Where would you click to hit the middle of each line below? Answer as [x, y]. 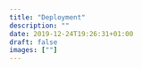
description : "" [39, 26]
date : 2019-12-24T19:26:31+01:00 [71, 34]
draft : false [33, 42]
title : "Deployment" [48, 17]
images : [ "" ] [33, 50]
